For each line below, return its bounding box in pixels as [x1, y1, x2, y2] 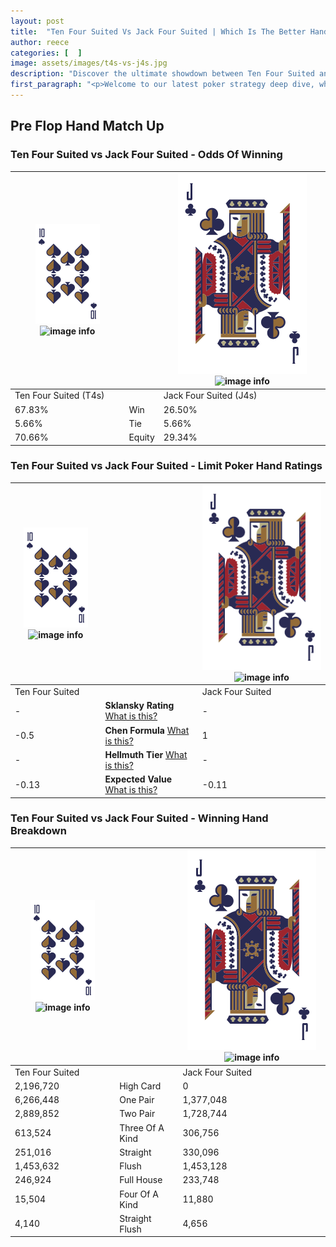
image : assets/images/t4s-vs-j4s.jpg [10, 58, 168, 69]
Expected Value [104, 773, 173, 785]
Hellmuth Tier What [104, 748, 188, 760]
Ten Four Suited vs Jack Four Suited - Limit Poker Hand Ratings [10, 459, 323, 473]
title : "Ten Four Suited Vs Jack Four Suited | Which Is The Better [10, 26, 307, 37]
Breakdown [10, 824, 67, 838]
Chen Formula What [104, 724, 190, 736]
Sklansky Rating [104, 700, 175, 712]
